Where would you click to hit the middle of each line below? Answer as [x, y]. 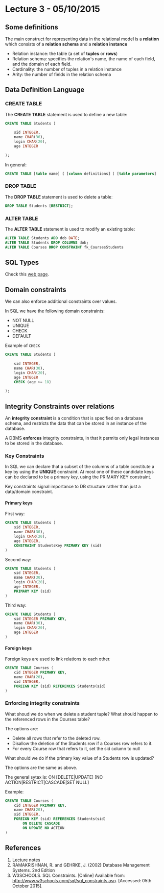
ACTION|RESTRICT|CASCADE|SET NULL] [47, 782]
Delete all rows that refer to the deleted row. [57, 738]
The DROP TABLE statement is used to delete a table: [59, 197]
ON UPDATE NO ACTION [44, 828]
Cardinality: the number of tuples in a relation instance [67, 69]
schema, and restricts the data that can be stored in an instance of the [76, 423]
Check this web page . [27, 274]
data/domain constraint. [29, 492]
